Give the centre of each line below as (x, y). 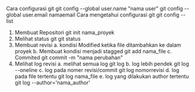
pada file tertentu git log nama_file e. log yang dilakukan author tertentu (102, 76)
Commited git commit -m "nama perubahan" (69, 57)
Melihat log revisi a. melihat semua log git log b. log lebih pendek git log (102, 64)
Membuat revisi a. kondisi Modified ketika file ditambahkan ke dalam (98, 45)
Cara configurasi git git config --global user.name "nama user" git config (95, 9)
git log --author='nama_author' (52, 83)
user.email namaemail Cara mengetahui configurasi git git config (101, 15)
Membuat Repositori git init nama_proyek (64, 32)
